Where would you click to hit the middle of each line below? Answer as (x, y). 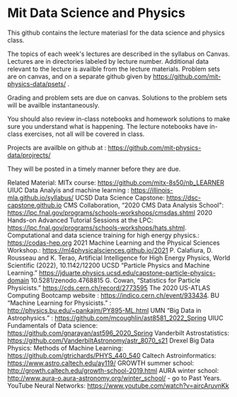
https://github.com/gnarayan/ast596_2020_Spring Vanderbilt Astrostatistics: (118, 333)
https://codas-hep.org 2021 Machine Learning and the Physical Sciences (114, 243)
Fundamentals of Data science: (53, 325)
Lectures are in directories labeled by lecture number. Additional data (108, 61)
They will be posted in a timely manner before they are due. (94, 168)
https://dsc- (184, 197)
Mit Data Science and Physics (96, 13)
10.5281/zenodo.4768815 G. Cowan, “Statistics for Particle (115, 280)
